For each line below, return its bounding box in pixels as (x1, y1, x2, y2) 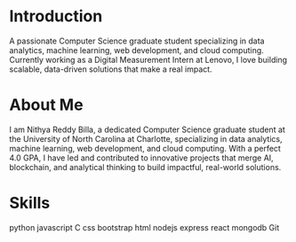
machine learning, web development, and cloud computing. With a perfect (9, 143, 282, 153)
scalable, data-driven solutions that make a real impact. (9, 64, 212, 74)
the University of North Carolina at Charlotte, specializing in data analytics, (9, 133, 283, 144)
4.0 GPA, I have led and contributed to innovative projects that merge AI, (9, 152, 274, 163)
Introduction (9, 6, 103, 27)
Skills (9, 193, 51, 214)
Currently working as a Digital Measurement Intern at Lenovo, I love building (9, 54, 287, 65)
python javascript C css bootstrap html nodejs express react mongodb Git (9, 222, 280, 232)
